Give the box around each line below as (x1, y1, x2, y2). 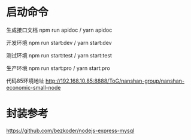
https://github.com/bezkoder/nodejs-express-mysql (6, 127, 135, 134)
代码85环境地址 (6, 77, 44, 84)
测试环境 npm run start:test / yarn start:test (6, 51, 113, 59)
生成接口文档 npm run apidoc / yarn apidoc (6, 26, 113, 34)
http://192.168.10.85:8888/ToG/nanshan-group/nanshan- (45, 77, 184, 84)
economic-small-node (6, 84, 61, 91)
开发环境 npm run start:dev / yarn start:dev (6, 39, 112, 46)
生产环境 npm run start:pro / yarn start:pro (6, 64, 111, 72)
